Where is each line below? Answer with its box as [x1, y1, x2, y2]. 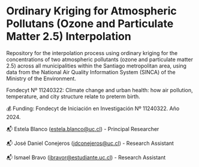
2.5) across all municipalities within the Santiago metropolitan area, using [6, 62, 187, 69]
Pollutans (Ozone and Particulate [6, 17, 174, 31]
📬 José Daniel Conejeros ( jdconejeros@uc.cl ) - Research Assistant [6, 139, 174, 147]
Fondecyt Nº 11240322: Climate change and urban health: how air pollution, [6, 86, 193, 93]
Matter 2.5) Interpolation [6, 30, 132, 43]
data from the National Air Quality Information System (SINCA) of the [6, 68, 176, 75]
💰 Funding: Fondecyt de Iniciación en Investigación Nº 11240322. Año [6, 105, 180, 112]
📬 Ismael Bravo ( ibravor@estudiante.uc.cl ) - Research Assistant [6, 154, 166, 161]
